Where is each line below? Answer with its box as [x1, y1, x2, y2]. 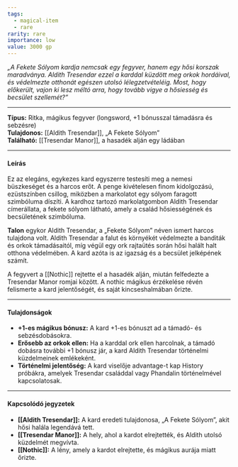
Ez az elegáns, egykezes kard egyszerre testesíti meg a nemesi [7, 175, 193, 183]
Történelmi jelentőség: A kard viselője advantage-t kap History [17, 361, 204, 370]
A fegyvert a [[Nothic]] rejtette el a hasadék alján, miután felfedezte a [7, 270, 209, 279]
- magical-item [13, 17, 59, 24]
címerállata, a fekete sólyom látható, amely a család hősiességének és [7, 205, 212, 214]
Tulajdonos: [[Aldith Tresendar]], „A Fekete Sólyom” [7, 128, 160, 137]
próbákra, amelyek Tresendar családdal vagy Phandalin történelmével [17, 369, 222, 378]
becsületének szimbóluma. [7, 212, 86, 221]
